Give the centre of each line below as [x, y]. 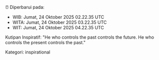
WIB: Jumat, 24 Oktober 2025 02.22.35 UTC [58, 17]
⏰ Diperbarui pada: [25, 7]
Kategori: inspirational [28, 52]
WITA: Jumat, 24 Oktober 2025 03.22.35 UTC [59, 22]
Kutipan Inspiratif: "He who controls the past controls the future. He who [79, 37]
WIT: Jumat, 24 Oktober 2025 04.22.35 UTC [58, 28]
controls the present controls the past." [45, 42]
